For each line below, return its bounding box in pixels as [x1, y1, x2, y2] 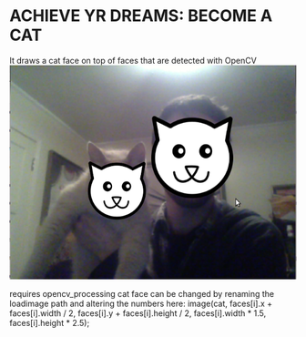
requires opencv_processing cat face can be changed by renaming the [9, 288, 275, 299]
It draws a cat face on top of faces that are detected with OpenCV [9, 55, 257, 66]
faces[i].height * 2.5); [9, 317, 90, 328]
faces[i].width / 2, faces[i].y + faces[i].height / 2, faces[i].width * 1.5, [9, 307, 267, 319]
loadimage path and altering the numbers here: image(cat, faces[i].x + [9, 298, 273, 309]
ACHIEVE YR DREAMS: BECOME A [9, 5, 273, 26]
